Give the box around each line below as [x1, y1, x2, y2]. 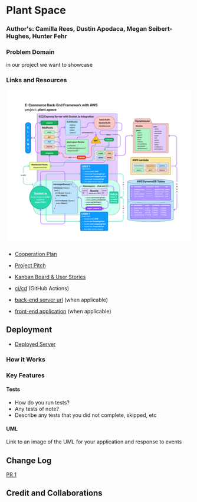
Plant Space [6, 4, 66, 17]
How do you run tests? [14, 399, 70, 406]
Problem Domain [6, 48, 55, 56]
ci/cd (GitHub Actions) [14, 285, 70, 292]
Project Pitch [14, 262, 46, 269]
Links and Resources [6, 76, 67, 85]
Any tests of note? [14, 405, 60, 412]
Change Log [6, 455, 52, 465]
